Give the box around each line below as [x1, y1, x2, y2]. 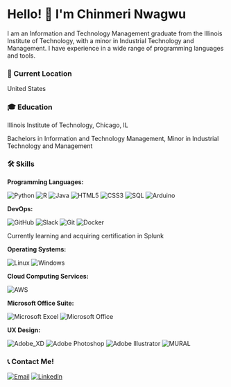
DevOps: [7, 204, 33, 213]
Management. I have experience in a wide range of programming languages [7, 44, 224, 52]
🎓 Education [7, 102, 53, 112]
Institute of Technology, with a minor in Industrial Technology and [7, 36, 194, 44]
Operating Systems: [7, 245, 67, 253]
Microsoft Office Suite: [7, 299, 74, 307]
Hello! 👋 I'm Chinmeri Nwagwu [7, 6, 186, 22]
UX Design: [7, 326, 41, 334]
